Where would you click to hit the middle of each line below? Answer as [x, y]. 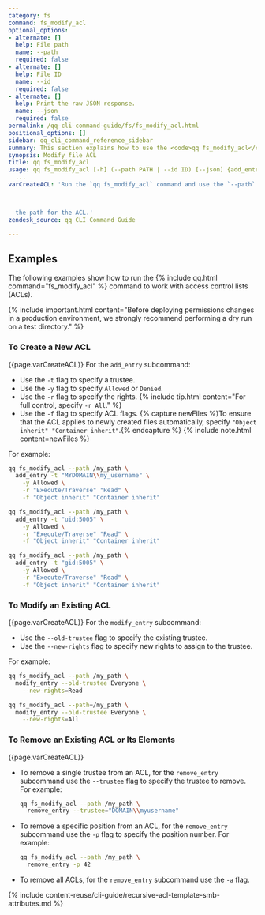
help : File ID [38, 74]
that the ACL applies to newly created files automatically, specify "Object [138, 422]
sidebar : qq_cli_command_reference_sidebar [81, 140]
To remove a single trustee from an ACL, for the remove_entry [119, 772]
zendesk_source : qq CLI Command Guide [72, 220]
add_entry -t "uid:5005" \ [60, 519]
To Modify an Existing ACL [60, 605]
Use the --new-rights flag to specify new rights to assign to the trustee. [136, 646]
